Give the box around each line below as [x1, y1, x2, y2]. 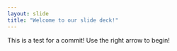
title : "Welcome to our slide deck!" [7, 17, 119, 24]
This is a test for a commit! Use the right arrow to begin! [7, 36, 170, 44]
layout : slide [7, 10, 50, 17]
